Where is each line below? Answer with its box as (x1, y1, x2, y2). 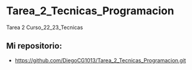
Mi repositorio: (6, 41, 62, 51)
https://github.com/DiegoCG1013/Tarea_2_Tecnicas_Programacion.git (14, 56, 187, 63)
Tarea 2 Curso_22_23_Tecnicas (6, 24, 83, 31)
